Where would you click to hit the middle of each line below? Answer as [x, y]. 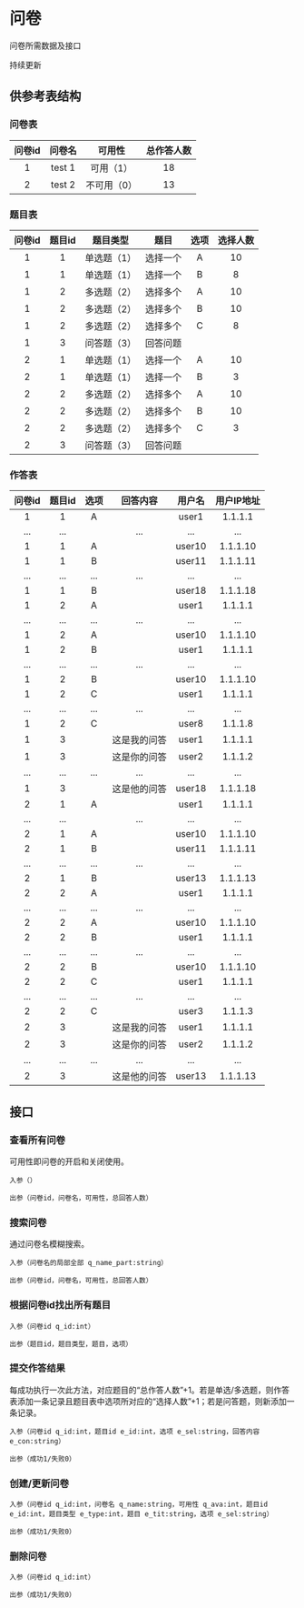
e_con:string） [37, 1441]
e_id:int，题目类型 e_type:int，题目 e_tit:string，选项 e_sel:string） [142, 1514]
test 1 [63, 167]
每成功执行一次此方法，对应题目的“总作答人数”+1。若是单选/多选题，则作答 [150, 1390]
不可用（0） [112, 185]
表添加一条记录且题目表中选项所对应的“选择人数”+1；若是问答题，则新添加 [148, 1401]
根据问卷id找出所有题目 [60, 1305]
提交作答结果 [38, 1368]
